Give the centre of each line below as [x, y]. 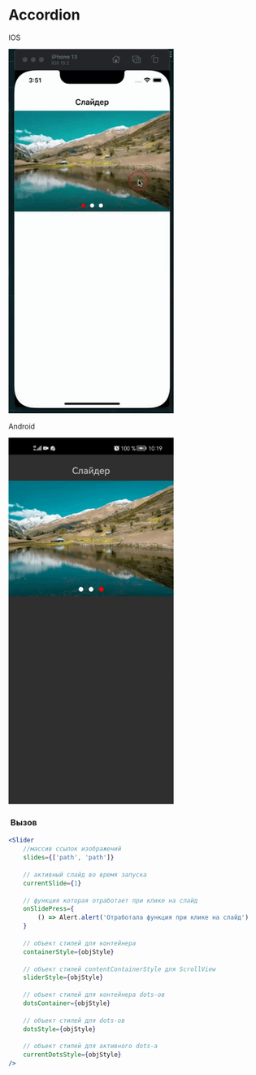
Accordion [44, 15]
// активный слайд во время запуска [85, 875]
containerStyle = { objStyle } [69, 952]
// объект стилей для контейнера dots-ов [94, 995]
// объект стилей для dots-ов [74, 1021]
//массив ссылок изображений [72, 849]
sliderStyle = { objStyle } [63, 977]
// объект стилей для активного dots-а [91, 1047]
